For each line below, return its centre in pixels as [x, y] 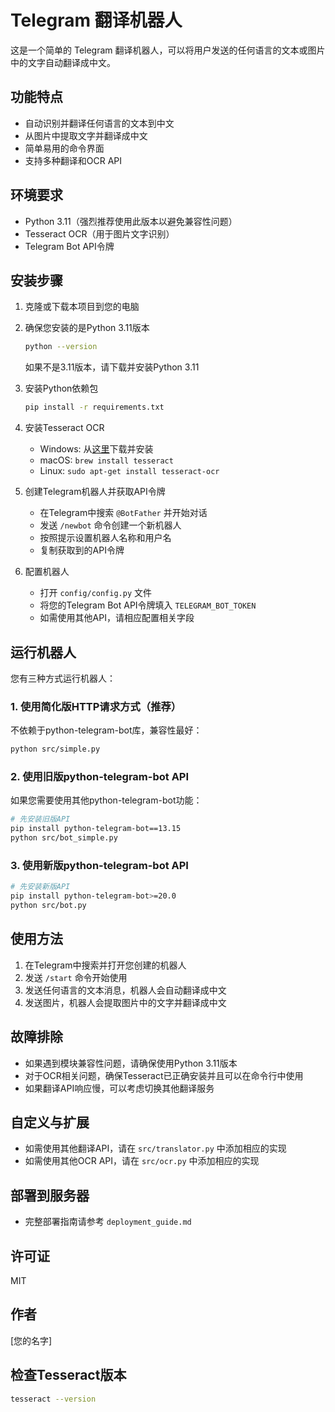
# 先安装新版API [40, 887]
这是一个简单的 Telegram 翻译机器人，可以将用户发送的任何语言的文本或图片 [168, 50]
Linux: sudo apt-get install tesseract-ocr [129, 471]
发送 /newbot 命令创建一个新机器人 [110, 525]
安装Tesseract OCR [64, 428]
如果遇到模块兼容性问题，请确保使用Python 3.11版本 [131, 1063]
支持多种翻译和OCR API [73, 160]
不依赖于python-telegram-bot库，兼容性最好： [106, 730]
